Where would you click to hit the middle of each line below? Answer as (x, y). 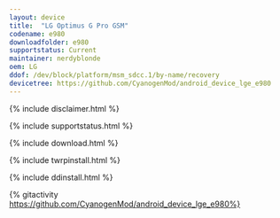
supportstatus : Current (53, 51)
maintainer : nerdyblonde (55, 58)
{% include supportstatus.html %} (71, 126)
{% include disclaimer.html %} (64, 108)
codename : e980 (37, 34)
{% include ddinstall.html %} (61, 177)
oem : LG (23, 67)
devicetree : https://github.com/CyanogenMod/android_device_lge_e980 (140, 83)
